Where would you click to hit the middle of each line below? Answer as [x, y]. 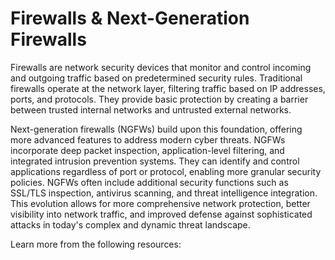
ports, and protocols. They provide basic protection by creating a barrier [159, 99]
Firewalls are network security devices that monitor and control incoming [161, 67]
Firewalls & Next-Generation [130, 18]
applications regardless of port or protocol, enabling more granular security [166, 171]
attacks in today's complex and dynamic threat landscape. [130, 224]
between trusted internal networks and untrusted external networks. [151, 109]
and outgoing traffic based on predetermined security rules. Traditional [156, 78]
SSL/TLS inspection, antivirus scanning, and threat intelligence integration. [164, 193]
